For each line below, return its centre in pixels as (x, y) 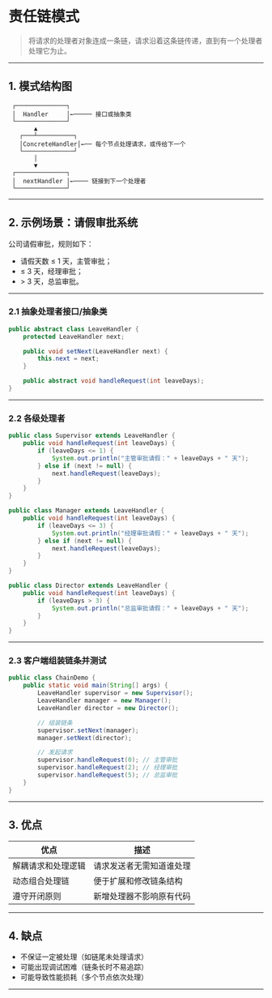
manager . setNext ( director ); (85, 738)
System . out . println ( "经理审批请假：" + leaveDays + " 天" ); (150, 533)
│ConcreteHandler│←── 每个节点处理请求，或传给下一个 (102, 144)
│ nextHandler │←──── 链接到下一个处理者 (79, 181)
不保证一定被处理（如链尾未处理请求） (84, 957)
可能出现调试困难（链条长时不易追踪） (84, 967)
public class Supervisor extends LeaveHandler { (92, 436)
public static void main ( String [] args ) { (96, 686)
